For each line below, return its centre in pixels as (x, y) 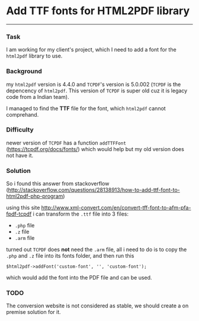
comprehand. (23, 114)
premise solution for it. (33, 312)
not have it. (20, 155)
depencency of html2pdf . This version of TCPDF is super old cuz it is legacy (97, 91)
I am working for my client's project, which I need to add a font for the (91, 50)
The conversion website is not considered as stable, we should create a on (97, 306)
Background (24, 71)
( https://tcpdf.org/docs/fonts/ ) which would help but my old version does (95, 149)
